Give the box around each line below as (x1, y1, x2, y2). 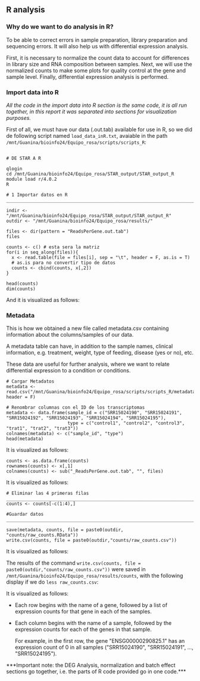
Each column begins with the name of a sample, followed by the (14, 620, 172, 627)
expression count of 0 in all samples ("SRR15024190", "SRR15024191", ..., (14, 644, 193, 651)
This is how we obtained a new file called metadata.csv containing (6, 325, 169, 332)
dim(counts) (6, 286, 36, 292)
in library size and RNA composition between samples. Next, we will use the (6, 60, 192, 67)
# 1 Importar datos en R (6, 192, 68, 198)
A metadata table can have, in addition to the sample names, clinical (6, 343, 173, 350)
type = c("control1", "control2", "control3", (67, 420, 185, 426)
